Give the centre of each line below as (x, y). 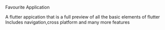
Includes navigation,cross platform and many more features (68, 22)
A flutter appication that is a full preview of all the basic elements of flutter (83, 17)
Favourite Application (27, 7)
